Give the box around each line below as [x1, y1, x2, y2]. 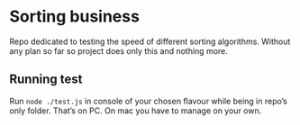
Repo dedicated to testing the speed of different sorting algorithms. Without [9, 36, 291, 47]
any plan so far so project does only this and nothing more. [9, 45, 228, 56]
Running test [9, 72, 83, 87]
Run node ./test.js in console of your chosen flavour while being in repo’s [9, 95, 288, 106]
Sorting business [9, 6, 140, 27]
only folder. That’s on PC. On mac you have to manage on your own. [9, 105, 262, 116]
